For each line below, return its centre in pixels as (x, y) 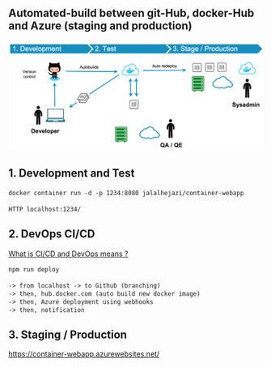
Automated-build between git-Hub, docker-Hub (131, 13)
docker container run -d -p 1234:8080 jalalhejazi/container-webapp (126, 193)
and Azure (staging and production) (100, 26)
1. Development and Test (72, 173)
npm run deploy (34, 269)
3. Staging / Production (68, 334)
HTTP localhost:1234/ (45, 209)
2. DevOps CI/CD (52, 234)
